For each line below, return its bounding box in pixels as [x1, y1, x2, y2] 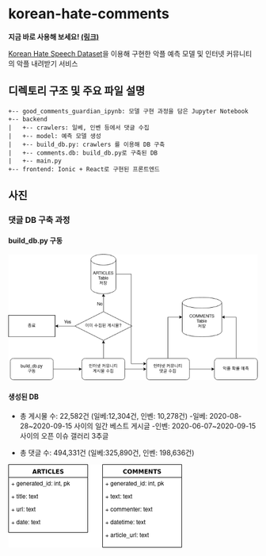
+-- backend [8, 115, 47, 123]
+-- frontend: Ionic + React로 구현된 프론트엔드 [8, 165, 161, 173]
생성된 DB [8, 392, 40, 401]
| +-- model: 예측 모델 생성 [8, 132, 101, 140]
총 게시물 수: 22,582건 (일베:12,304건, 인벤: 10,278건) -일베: [19, 411, 208, 420]
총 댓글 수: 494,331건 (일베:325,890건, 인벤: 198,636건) [19, 447, 195, 457]
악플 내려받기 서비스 [16, 59, 78, 68]
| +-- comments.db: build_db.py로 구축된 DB [8, 148, 158, 157]
